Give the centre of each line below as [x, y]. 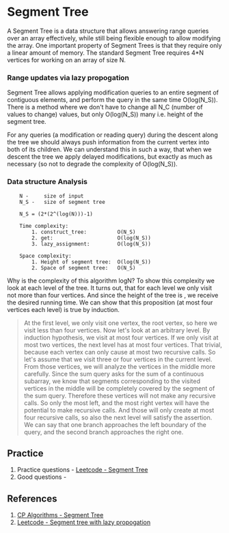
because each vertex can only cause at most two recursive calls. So [120, 352]
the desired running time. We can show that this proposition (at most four [110, 302]
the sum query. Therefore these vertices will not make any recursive [120, 395]
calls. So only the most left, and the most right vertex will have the [117, 403]
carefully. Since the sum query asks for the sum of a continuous [114, 374]
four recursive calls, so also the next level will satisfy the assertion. [118, 417]
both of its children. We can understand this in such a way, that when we [109, 149]
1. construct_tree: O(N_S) [84, 232]
